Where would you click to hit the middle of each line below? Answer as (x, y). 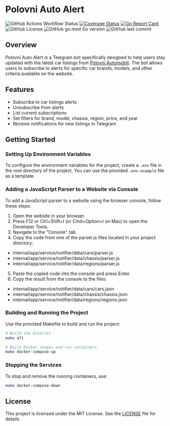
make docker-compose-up (31, 352)
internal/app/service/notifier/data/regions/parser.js (66, 263)
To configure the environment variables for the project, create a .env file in (83, 165)
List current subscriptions (40, 113)
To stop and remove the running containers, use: (56, 376)
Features (20, 90)
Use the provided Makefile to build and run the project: (63, 324)
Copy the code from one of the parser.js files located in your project (84, 237)
